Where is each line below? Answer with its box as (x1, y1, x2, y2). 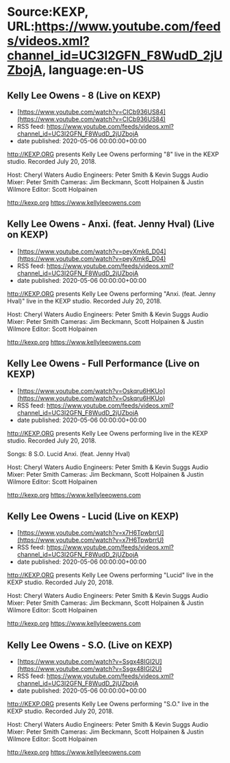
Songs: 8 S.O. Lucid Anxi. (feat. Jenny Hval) (7, 449, 131, 458)
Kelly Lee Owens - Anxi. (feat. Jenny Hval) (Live (7, 218, 215, 230)
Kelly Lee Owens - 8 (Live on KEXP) (7, 90, 161, 101)
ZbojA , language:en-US (7, 62, 144, 78)
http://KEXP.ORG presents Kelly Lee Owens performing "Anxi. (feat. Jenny (7, 289, 216, 298)
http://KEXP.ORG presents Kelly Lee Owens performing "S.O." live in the (7, 700, 209, 708)
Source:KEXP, (7, 4, 89, 20)
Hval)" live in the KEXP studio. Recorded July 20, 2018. (7, 297, 162, 305)
